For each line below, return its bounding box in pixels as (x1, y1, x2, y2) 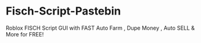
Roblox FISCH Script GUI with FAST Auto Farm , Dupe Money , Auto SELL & (6, 24, 195, 31)
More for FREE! (6, 30, 44, 38)
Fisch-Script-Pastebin (6, 4, 121, 18)
